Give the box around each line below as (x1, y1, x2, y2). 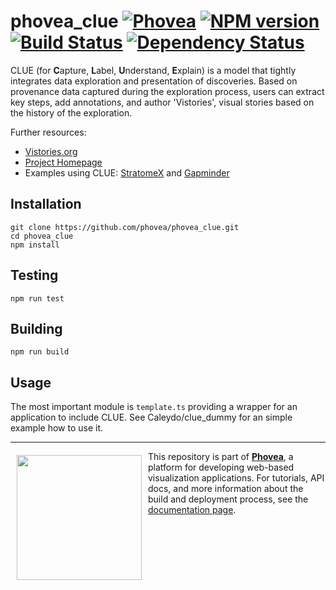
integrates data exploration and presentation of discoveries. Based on (10, 75, 298, 87)
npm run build (10, 347, 70, 357)
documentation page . (148, 504, 237, 516)
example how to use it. (10, 422, 104, 434)
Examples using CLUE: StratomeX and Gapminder (24, 166, 230, 179)
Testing (10, 267, 59, 284)
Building (10, 320, 63, 337)
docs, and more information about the (148, 483, 304, 495)
